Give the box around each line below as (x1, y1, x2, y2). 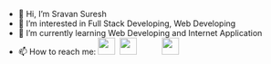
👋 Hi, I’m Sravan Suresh (17, 9, 107, 19)
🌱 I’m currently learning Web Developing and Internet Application (17, 28, 263, 38)
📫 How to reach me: (17, 46, 97, 57)
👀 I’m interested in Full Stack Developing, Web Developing (17, 18, 236, 29)
